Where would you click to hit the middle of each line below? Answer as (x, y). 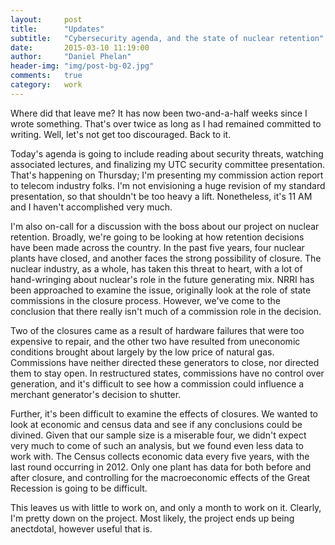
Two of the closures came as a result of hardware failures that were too (157, 330)
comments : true (46, 76)
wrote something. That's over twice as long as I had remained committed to (166, 123)
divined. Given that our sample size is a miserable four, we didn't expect (158, 435)
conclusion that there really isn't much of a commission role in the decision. (166, 311)
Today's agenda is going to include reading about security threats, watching (167, 153)
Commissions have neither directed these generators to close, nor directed (165, 362)
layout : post (46, 19)
